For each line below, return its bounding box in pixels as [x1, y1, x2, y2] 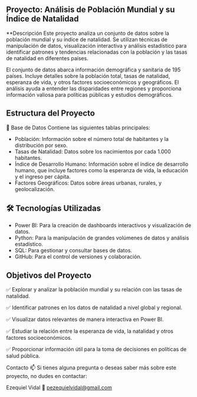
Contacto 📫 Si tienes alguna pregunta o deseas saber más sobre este [6, 364, 177, 371]
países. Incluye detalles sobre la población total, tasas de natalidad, [6, 72, 170, 79]
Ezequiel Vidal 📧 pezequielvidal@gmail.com [6, 384, 112, 391]
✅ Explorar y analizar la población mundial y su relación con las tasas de [6, 286, 182, 293]
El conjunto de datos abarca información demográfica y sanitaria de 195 [6, 66, 181, 73]
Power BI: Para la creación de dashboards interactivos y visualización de [14, 222, 192, 229]
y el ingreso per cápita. [14, 173, 71, 180]
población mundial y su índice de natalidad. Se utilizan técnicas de [6, 35, 168, 43]
